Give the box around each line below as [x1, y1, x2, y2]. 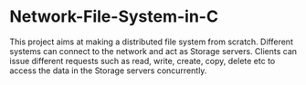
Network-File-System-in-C [9, 6, 219, 27]
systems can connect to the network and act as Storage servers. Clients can [9, 45, 298, 56]
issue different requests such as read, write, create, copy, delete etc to [9, 55, 276, 66]
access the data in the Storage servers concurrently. [9, 65, 207, 76]
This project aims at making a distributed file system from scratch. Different [9, 36, 294, 47]
